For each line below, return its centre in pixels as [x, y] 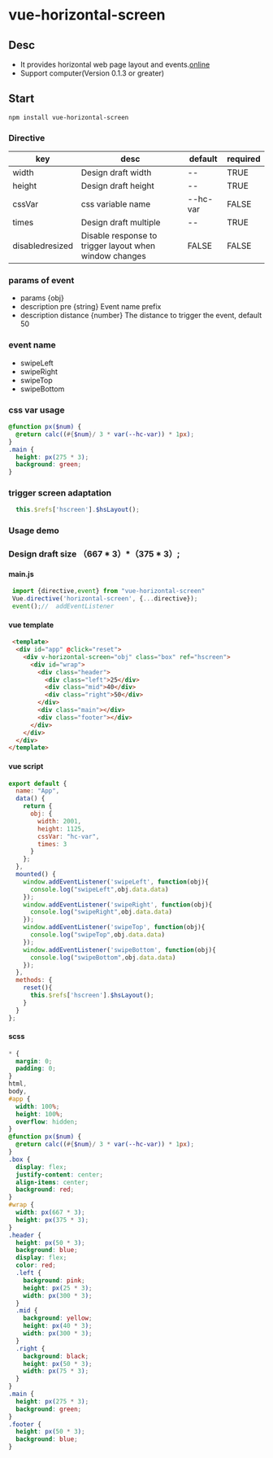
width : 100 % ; [38, 1107]
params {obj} [42, 298]
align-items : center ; [52, 1182]
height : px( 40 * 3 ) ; [58, 1326]
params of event [41, 281]
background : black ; [56, 1356]
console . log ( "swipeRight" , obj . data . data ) [101, 912]
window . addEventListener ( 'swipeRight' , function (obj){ [118, 905]
